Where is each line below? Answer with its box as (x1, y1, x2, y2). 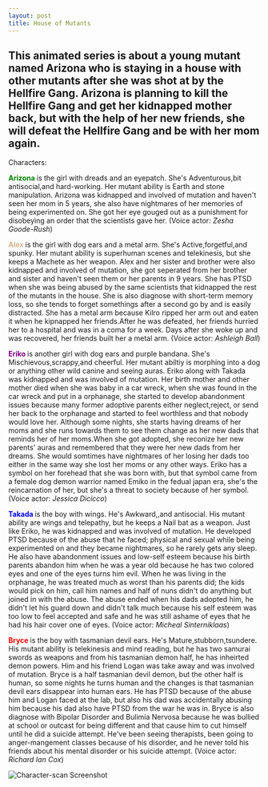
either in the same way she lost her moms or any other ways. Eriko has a (8, 460, 247, 470)
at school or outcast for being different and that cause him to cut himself (8, 720, 247, 730)
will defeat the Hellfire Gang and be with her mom (8, 123, 260, 137)
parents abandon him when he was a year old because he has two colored (8, 560, 254, 570)
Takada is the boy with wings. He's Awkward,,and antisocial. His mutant (8, 510, 246, 519)
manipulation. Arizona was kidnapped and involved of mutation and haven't (8, 190, 257, 200)
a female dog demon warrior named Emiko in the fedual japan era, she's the (8, 477, 258, 486)
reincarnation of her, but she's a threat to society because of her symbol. (8, 486, 250, 495)
